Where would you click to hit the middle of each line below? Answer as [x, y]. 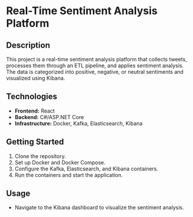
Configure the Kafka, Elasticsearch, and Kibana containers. [86, 169]
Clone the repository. [40, 156]
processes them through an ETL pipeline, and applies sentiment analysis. [95, 65]
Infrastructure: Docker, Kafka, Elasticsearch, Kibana [78, 123]
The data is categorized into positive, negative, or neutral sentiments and [95, 72]
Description [28, 45]
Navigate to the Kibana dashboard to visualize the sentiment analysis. [99, 208]
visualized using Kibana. [36, 78]
